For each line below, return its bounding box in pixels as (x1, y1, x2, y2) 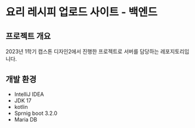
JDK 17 (14, 96, 32, 104)
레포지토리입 (160, 48, 190, 55)
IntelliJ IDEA (14, 90, 44, 98)
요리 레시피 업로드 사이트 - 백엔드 (5, 5, 157, 19)
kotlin (14, 103, 28, 110)
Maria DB (14, 115, 38, 123)
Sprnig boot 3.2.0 (14, 110, 58, 117)
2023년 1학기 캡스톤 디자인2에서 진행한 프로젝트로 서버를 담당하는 (5, 48, 159, 55)
